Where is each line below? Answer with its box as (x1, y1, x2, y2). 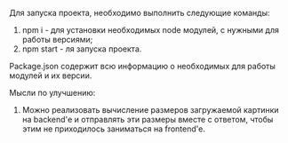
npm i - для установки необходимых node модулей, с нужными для (21, 25, 280, 35)
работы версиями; (21, 35, 93, 44)
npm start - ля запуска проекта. (21, 44, 142, 54)
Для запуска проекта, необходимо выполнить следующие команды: (9, 8, 270, 18)
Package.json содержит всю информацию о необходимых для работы (9, 61, 276, 71)
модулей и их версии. (9, 70, 92, 81)
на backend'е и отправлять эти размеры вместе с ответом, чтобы (21, 115, 274, 124)
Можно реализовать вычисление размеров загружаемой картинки (21, 105, 279, 115)
